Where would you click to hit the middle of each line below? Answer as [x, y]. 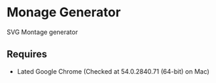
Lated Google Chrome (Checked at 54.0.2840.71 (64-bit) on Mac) [113, 71]
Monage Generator [64, 12]
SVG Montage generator [42, 32]
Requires [27, 54]
